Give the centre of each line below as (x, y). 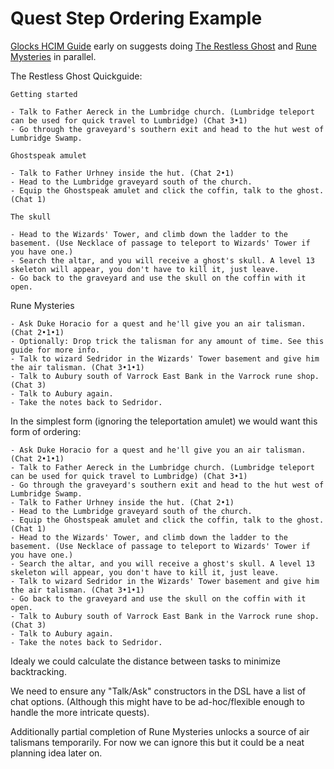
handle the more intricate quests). (80, 712)
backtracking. (38, 671)
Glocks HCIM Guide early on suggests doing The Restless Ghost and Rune (163, 46)
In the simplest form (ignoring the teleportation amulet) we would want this (164, 421)
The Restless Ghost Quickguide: (76, 76)
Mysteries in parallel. (53, 56)
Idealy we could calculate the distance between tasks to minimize (145, 661)
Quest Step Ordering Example (136, 18)
